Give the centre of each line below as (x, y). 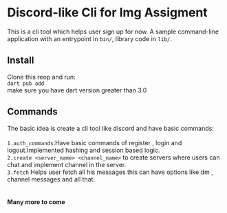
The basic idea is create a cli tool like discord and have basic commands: (111, 128)
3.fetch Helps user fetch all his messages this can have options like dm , (110, 172)
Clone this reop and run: (41, 77)
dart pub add (26, 84)
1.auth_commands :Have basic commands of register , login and (95, 142)
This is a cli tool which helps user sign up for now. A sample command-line (113, 32)
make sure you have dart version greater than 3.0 (77, 90)
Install (21, 61)
